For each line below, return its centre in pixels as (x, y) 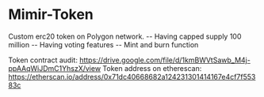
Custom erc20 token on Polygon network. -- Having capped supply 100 (125, 36)
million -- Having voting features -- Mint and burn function (103, 44)
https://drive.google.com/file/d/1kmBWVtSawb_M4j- (165, 60)
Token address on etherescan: (152, 68)
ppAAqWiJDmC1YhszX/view (55, 68)
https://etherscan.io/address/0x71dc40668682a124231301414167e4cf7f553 (132, 76)
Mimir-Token (51, 15)
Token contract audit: (43, 60)
